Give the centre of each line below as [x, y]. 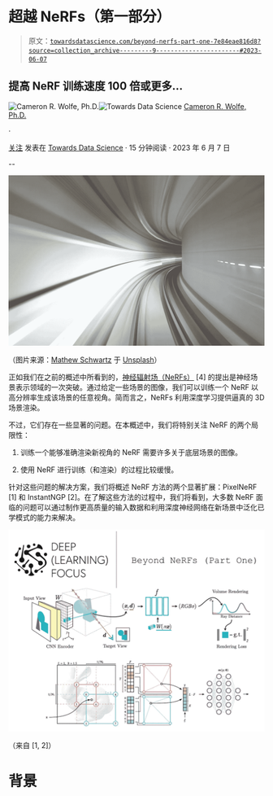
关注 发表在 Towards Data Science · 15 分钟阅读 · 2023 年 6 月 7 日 [119, 147]
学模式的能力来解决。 [44, 518]
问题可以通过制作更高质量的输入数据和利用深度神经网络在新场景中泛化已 [143, 507]
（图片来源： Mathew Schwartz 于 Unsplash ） [85, 360]
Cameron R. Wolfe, [215, 106]
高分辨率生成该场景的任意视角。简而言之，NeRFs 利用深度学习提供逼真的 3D [136, 398]
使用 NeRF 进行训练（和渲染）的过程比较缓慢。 [99, 470]
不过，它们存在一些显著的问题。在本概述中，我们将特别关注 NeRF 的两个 [130, 425]
